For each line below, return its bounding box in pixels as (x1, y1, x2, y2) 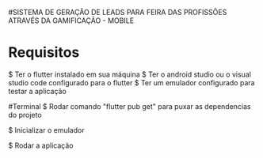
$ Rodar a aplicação (8, 141, 74, 150)
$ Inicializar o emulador (8, 125, 85, 134)
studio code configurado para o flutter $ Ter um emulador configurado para (8, 77, 255, 87)
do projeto (8, 110, 42, 119)
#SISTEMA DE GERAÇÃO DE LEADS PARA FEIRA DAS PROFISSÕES (8, 8, 227, 17)
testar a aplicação (8, 86, 67, 96)
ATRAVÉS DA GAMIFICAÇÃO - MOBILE (8, 16, 135, 25)
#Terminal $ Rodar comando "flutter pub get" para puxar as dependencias (8, 101, 251, 111)
